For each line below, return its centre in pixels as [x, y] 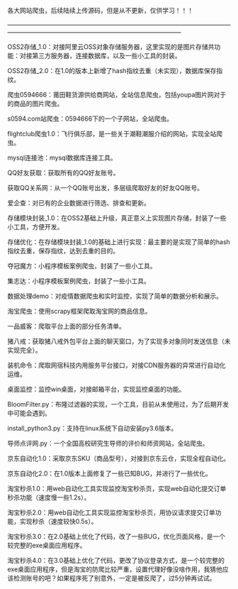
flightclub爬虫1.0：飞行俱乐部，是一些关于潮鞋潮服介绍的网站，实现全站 [112, 134]
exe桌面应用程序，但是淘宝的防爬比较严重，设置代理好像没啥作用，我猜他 [115, 569]
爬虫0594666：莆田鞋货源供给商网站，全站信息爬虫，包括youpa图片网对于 [117, 95]
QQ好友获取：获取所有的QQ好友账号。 [63, 173]
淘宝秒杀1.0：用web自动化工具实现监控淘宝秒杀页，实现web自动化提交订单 [117, 489]
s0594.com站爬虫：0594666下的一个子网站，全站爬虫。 [90, 119]
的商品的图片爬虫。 [35, 104]
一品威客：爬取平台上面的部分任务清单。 [66, 326]
